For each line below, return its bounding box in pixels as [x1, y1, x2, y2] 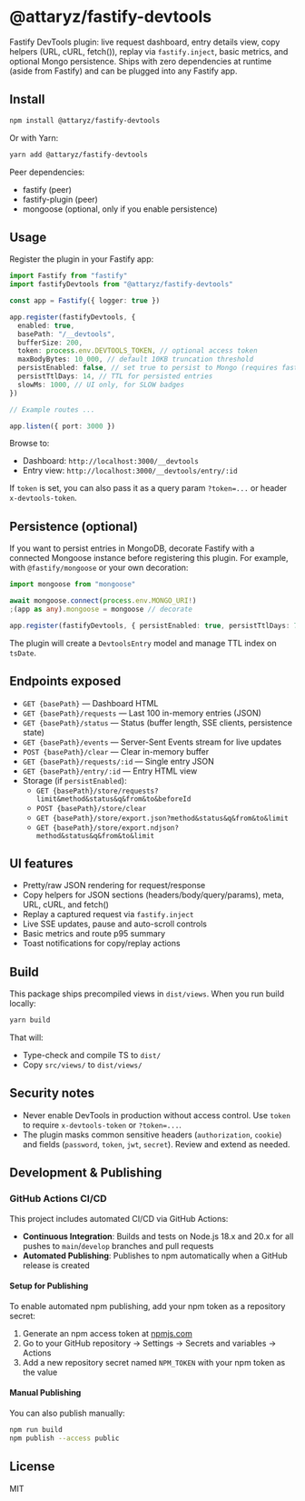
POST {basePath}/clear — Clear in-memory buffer [22, 745, 210, 756]
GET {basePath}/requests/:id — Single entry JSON [22, 756, 215, 766]
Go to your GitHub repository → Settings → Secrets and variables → [22, 1337, 277, 1348]
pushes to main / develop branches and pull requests [22, 1240, 214, 1251]
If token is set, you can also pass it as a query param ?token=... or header [9, 483, 288, 494]
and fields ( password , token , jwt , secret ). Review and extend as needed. [22, 1138, 290, 1149]
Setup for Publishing [9, 1280, 89, 1292]
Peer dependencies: [9, 166, 85, 177]
